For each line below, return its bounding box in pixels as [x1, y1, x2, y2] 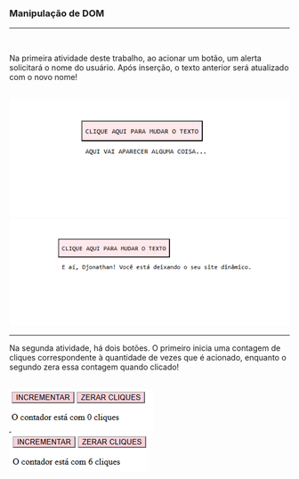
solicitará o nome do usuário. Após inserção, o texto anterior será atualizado [9, 62, 289, 73]
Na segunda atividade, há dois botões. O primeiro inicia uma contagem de [9, 342, 281, 353]
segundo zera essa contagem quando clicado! [9, 361, 180, 372]
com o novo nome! [9, 72, 78, 83]
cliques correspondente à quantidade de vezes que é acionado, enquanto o [9, 352, 287, 362]
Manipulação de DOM [9, 7, 105, 20]
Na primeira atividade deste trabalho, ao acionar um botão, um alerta [9, 53, 263, 64]
